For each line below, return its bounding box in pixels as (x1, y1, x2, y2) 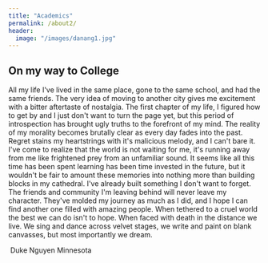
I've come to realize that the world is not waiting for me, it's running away (8, 145, 250, 155)
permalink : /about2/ (8, 19, 78, 27)
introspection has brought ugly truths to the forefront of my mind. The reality (8, 119, 261, 129)
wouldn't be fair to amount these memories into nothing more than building (8, 170, 255, 180)
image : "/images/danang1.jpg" (15, 34, 116, 42)
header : (8, 26, 34, 34)
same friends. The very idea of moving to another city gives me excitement (8, 94, 256, 103)
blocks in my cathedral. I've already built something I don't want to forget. (8, 179, 252, 188)
